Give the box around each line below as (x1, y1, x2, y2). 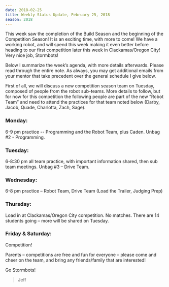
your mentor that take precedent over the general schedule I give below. (5, 73, 156, 79)
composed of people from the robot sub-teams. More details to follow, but (5, 88, 161, 94)
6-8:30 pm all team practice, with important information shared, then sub (5, 158, 158, 164)
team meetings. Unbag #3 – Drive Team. (5, 164, 90, 170)
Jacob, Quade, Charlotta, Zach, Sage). (5, 105, 86, 111)
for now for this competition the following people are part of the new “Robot (5, 93, 164, 100)
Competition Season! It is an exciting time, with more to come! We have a (5, 36, 158, 42)
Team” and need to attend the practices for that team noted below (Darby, (5, 99, 160, 105)
